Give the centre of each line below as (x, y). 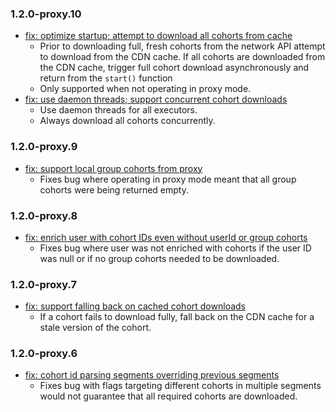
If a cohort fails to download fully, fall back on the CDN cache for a (177, 317)
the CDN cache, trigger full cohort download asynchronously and (174, 68)
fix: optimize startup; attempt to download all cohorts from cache (158, 36)
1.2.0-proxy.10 (46, 14)
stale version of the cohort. (95, 328)
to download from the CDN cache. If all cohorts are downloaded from (182, 57)
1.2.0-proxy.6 (44, 354)
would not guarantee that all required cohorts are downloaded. (168, 396)
